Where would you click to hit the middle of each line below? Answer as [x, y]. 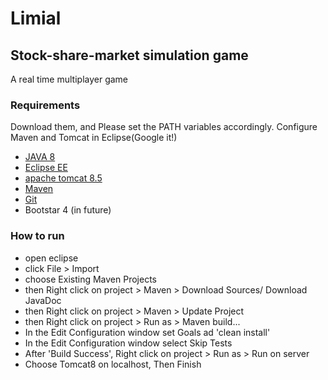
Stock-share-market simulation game [129, 55]
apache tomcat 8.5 [63, 178]
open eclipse [51, 258]
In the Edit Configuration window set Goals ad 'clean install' [147, 332]
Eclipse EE [46, 168]
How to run [37, 236]
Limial [36, 18]
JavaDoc [43, 300]
